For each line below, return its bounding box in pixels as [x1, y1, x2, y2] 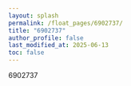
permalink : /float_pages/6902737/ [8, 19, 124, 27]
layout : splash [8, 11, 59, 20]
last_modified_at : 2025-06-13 [8, 41, 109, 49]
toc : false [8, 49, 45, 57]
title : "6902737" [8, 26, 66, 34]
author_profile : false [8, 33, 84, 42]
